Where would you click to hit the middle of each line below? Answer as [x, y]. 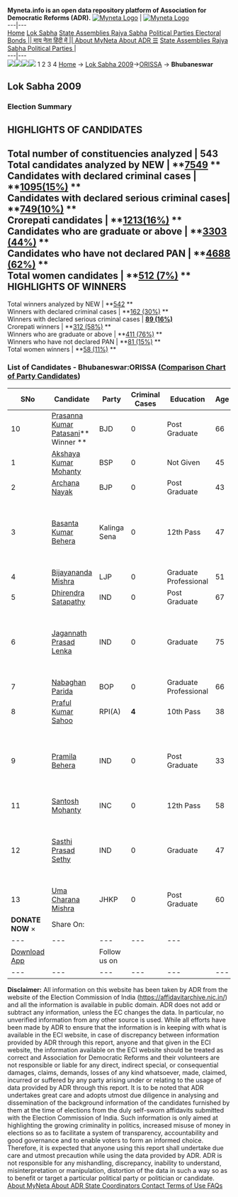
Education [187, 399]
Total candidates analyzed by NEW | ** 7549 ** [114, 165]
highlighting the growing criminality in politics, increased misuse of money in [119, 1125]
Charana [66, 899]
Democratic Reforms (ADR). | [75, 18]
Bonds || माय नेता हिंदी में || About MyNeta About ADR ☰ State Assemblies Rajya [118, 40]
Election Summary [40, 107]
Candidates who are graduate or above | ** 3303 [117, 232]
